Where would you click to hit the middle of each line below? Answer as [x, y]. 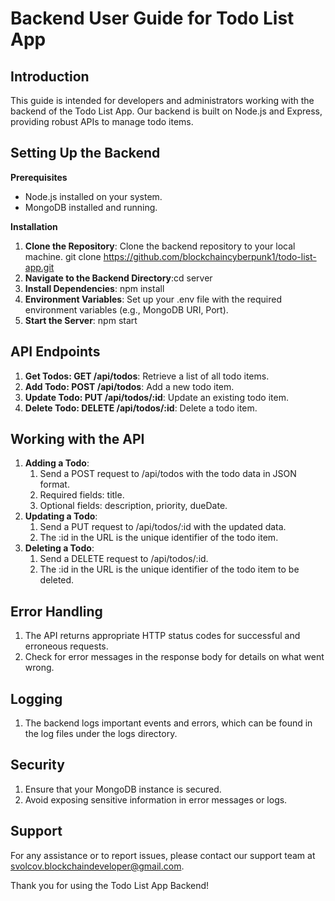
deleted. [57, 580]
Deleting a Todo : [59, 548]
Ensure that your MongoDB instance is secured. [123, 789]
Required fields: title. [82, 495]
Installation [34, 226]
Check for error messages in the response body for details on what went [174, 657]
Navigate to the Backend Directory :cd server [118, 278]
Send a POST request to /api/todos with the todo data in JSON [168, 474]
